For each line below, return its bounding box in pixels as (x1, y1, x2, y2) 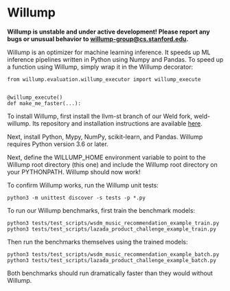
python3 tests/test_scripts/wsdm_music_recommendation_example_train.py (7, 220, 220, 226)
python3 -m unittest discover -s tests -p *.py (7, 194, 146, 201)
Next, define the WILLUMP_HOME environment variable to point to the (7, 153, 206, 161)
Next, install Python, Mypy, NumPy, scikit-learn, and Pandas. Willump (7, 132, 203, 141)
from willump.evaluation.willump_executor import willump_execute (7, 75, 201, 83)
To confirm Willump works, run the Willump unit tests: (7, 181, 159, 189)
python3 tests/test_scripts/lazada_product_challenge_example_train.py (7, 225, 216, 233)
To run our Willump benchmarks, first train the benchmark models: (7, 206, 196, 214)
